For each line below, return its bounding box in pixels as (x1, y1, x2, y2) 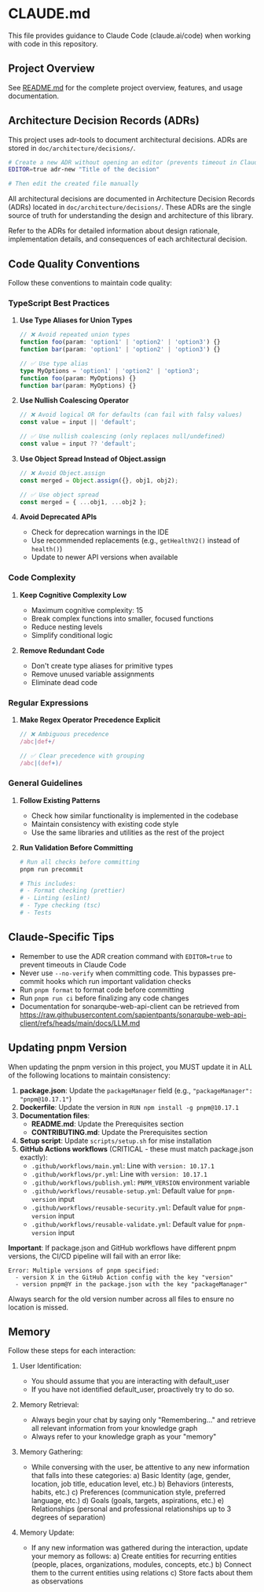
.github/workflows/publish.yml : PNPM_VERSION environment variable (31, 1177, 250, 1187)
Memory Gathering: (19, 1447, 83, 1457)
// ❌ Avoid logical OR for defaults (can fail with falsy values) (19, 411, 243, 419)
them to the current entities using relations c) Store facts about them (31, 1568, 253, 1578)
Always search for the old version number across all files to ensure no (8, 1294, 234, 1303)
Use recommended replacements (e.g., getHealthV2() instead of (31, 536, 240, 545)
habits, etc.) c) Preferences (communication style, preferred (31, 1487, 226, 1497)
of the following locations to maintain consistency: (8, 1071, 170, 1080)
